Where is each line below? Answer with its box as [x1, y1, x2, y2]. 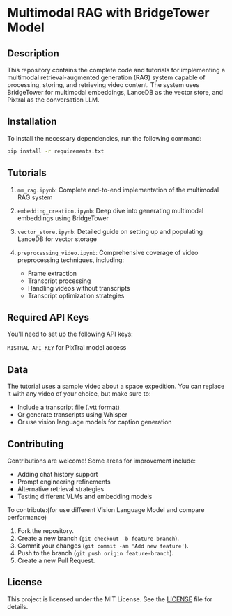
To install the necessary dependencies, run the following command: [7, 134, 202, 142]
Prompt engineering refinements [17, 477, 111, 486]
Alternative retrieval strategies [17, 484, 105, 493]
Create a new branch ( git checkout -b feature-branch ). [17, 534, 180, 542]
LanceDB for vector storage [17, 235, 98, 243]
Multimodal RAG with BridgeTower [7, 5, 210, 21]
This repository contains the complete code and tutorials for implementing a [7, 66, 225, 74]
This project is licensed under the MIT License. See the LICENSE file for [7, 594, 213, 603]
